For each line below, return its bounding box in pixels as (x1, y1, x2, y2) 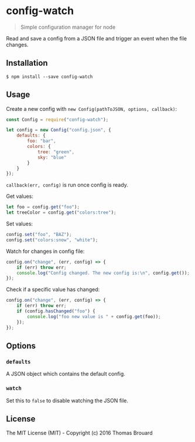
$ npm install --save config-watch (6, 73, 93, 80)
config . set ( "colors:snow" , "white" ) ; (6, 237, 98, 243)
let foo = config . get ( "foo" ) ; (6, 204, 80, 210)
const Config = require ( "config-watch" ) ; (6, 116, 109, 123)
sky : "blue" (37, 154, 67, 160)
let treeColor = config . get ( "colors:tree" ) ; (6, 210, 117, 215)
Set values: (6, 220, 33, 227)
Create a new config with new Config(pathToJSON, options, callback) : (6, 105, 177, 112)
